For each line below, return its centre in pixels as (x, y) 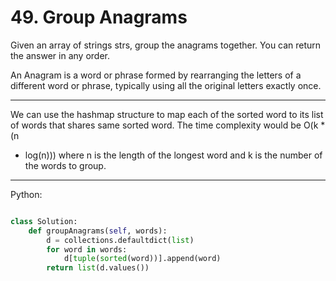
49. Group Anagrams (99, 17)
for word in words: (87, 249)
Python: (26, 194)
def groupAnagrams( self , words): (98, 231)
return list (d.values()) (98, 268)
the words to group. (65, 165)
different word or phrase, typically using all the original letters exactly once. (166, 85)
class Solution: (44, 221)
